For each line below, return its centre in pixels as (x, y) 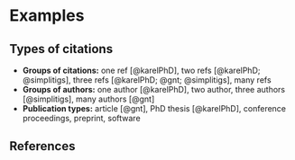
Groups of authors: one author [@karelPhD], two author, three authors (154, 89)
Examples (47, 16)
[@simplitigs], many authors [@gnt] (88, 99)
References (42, 146)
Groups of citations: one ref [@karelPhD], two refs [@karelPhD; (141, 70)
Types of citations (61, 49)
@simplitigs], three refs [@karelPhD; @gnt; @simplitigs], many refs (147, 80)
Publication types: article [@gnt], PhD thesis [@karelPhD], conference (154, 108)
